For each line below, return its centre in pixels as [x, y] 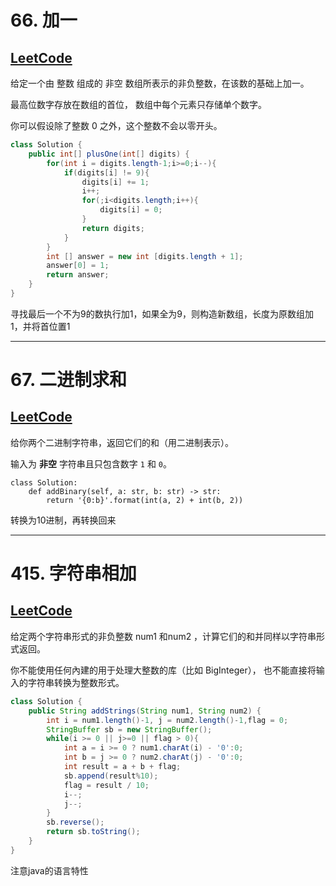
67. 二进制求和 [69, 380]
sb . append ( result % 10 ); [111, 776]
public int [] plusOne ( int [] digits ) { [109, 154]
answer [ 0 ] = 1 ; [78, 266]
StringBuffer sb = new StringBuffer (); [129, 729]
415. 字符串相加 [73, 573]
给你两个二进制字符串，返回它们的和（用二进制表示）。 [122, 442]
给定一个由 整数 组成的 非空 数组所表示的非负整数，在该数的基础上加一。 [160, 83]
